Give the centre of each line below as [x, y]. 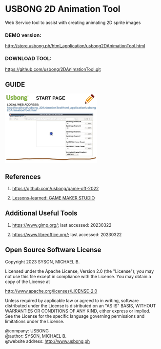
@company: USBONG [27, 330]
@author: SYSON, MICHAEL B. [36, 336]
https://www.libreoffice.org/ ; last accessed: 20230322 [67, 234]
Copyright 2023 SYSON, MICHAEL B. [42, 262]
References [23, 177]
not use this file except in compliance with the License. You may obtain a [78, 276]
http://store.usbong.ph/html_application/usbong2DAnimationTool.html [75, 46]
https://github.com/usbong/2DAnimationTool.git [53, 69]
